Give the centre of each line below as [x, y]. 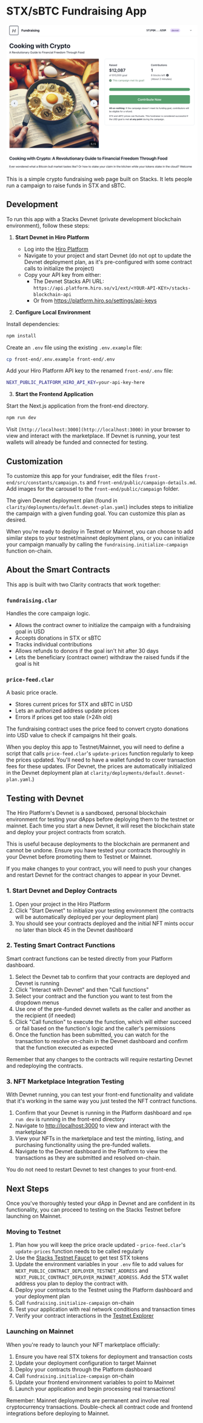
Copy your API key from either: [62, 274]
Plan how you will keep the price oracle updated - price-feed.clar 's [100, 1245]
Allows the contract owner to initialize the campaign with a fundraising [103, 625]
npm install [21, 336]
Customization [35, 461]
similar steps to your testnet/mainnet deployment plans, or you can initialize [101, 538]
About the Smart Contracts [58, 570]
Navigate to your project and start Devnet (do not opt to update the [108, 255]
